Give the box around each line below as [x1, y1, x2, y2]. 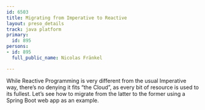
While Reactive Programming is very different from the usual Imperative [6, 77, 187, 84]
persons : [6, 44, 29, 50]
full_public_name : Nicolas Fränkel [12, 55, 103, 61]
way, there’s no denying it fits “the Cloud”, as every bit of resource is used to [6, 84, 199, 91]
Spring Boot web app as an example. [6, 96, 99, 104]
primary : [6, 32, 29, 38]
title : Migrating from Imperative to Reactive [6, 15, 127, 21]
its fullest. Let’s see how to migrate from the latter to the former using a [6, 90, 185, 97]
